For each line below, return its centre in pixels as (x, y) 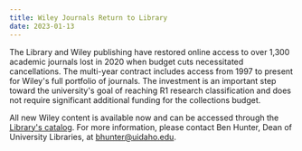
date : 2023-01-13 (42, 26)
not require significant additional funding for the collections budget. (135, 99)
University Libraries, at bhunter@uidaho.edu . (93, 137)
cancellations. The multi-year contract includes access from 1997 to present (151, 71)
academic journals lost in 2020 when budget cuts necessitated (127, 61)
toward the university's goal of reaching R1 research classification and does (151, 90)
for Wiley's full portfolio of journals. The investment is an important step (143, 80)
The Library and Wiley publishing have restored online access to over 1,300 (150, 52)
